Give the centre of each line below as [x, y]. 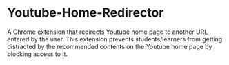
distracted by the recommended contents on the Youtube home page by [110, 46]
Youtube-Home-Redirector [86, 13]
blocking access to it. [37, 54]
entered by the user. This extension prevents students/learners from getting [115, 39]
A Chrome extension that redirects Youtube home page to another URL [108, 32]
